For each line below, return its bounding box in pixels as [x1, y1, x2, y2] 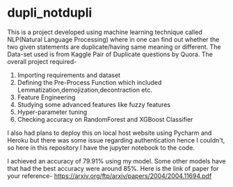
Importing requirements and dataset [17, 71, 120, 79]
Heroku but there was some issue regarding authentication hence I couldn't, [7, 136, 225, 144]
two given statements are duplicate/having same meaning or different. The [7, 42, 221, 51]
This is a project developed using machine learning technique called [7, 28, 203, 36]
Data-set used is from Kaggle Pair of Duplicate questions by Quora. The [7, 50, 214, 58]
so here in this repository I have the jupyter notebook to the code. [7, 143, 195, 152]
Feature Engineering [17, 92, 76, 101]
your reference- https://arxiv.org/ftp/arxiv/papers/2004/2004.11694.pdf [7, 172, 212, 180]
